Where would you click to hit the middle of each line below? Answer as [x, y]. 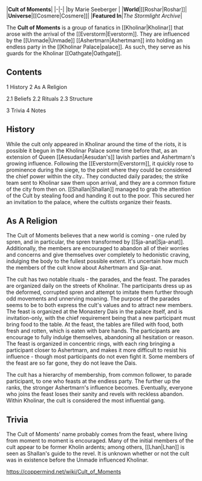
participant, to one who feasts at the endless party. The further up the [93, 381]
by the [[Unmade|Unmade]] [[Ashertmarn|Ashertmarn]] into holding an [95, 40]
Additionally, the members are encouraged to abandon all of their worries [98, 248]
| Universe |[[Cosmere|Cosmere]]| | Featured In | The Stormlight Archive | [94, 16]
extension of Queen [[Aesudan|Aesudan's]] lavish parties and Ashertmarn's [101, 157]
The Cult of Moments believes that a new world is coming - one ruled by [96, 236]
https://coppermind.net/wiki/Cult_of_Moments [64, 472]
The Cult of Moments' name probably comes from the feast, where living [97, 434]
